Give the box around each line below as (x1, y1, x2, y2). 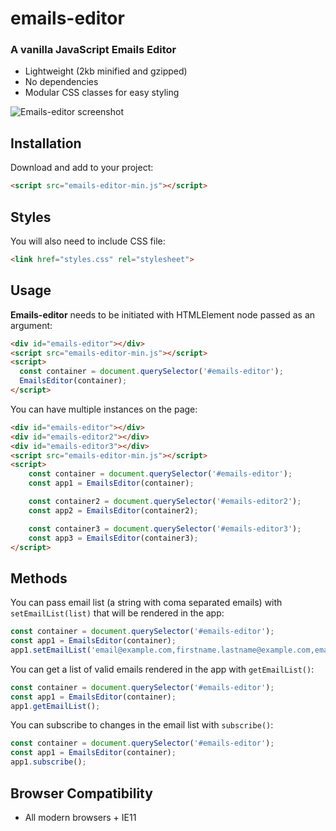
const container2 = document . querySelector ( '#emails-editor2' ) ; (28, 497, 302, 507)
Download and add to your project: (10, 162, 154, 174)
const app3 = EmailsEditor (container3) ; (28, 533, 199, 543)
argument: (10, 319, 53, 331)
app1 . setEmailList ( (10, 645, 92, 655)
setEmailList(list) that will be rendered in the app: (10, 607, 225, 619)
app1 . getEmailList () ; (10, 701, 101, 711)
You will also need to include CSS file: (10, 235, 166, 247)
